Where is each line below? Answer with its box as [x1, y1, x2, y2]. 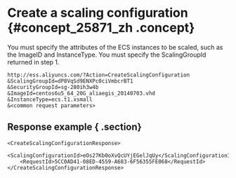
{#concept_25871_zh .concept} [7, 20, 195, 36]
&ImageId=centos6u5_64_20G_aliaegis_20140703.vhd [7, 90, 156, 97]
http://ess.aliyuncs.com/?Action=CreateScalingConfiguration [7, 71, 190, 78]
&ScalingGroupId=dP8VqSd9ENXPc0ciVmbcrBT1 [7, 77, 133, 85]
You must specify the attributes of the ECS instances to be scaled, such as [7, 43, 223, 51]
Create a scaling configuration [7, 5, 188, 21]
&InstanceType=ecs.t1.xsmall [7, 96, 93, 103]
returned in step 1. [7, 57, 60, 66]
